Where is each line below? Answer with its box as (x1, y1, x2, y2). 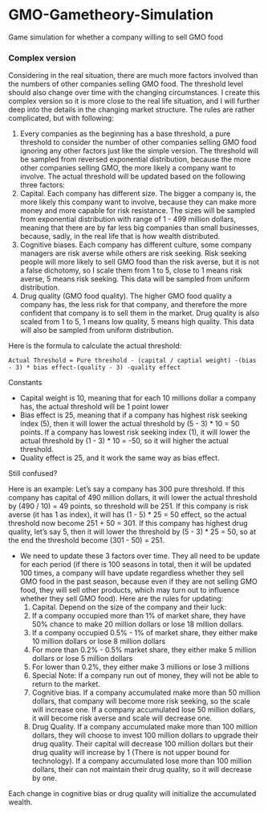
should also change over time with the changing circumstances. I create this (8, 88, 261, 97)
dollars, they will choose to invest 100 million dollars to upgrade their (31, 730, 259, 741)
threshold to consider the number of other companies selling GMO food (19, 138, 257, 147)
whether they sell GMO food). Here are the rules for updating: (19, 593, 224, 604)
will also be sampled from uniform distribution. (19, 326, 174, 335)
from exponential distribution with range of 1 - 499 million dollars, (19, 215, 237, 224)
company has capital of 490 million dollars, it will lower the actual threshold (8, 493, 258, 503)
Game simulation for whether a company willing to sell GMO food (8, 32, 223, 42)
